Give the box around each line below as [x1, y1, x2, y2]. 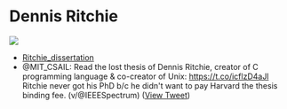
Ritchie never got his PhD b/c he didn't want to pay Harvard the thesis [21, 80, 278, 90]
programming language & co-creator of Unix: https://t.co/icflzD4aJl [21, 71, 269, 82]
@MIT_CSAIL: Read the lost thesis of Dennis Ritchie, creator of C [21, 61, 259, 72]
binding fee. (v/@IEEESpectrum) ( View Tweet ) [21, 90, 191, 100]
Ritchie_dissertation [21, 51, 95, 63]
